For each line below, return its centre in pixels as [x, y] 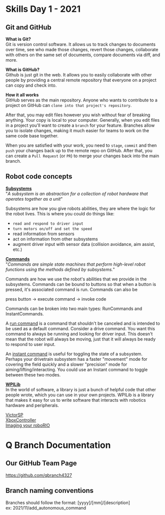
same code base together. [32, 136]
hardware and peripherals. [32, 405]
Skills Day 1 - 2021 [43, 9]
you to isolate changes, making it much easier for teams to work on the [77, 131]
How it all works [22, 95]
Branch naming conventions [50, 491]
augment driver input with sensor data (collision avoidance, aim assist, [84, 244]
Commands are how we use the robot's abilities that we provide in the [76, 279]
